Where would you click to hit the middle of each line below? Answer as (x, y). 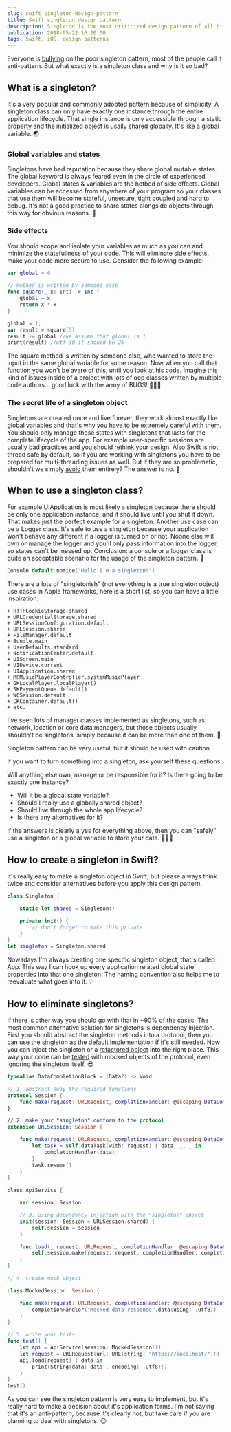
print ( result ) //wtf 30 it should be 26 (66, 343)
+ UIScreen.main (30, 660)
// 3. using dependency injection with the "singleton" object (112, 1215)
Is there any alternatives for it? (60, 817)
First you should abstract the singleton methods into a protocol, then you (110, 1035)
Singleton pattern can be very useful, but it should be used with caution (108, 748)
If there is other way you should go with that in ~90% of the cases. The (108, 1020)
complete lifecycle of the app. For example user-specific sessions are (106, 440)
